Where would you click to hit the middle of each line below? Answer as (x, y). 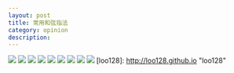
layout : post (29, 15)
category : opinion (38, 30)
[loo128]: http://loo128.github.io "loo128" (161, 60)
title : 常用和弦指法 (38, 23)
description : (29, 37)
